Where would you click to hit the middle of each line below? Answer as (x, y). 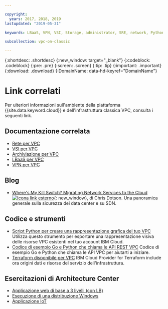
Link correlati (33, 91)
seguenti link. (19, 116)
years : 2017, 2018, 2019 (35, 19)
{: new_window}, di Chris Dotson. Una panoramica (106, 198)
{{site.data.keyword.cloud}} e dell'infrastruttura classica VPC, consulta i (79, 110)
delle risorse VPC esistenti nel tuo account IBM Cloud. (68, 241)
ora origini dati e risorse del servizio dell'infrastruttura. (68, 263)
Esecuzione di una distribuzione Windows (55, 296)
